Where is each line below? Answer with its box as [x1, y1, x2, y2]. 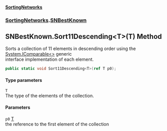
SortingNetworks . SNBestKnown [5, 17, 87, 24]
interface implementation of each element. [5, 56, 94, 63]
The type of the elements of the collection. [5, 93, 94, 99]
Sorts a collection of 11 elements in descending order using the [5, 46, 136, 52]
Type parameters [5, 77, 43, 83]
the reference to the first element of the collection [5, 121, 109, 127]
